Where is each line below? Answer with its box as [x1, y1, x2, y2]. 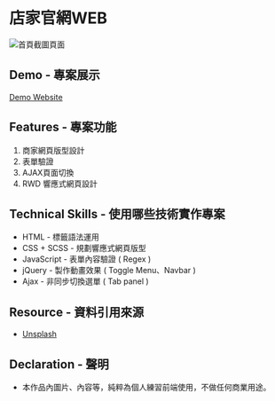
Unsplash [21, 329, 58, 340]
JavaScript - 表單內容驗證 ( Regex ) [21, 254, 152, 264]
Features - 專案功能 [9, 120, 117, 135]
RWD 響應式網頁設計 [21, 178, 98, 189]
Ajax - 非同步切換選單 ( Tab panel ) [21, 276, 149, 287]
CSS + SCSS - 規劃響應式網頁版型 [21, 243, 146, 254]
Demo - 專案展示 [9, 67, 100, 83]
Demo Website [9, 91, 64, 102]
